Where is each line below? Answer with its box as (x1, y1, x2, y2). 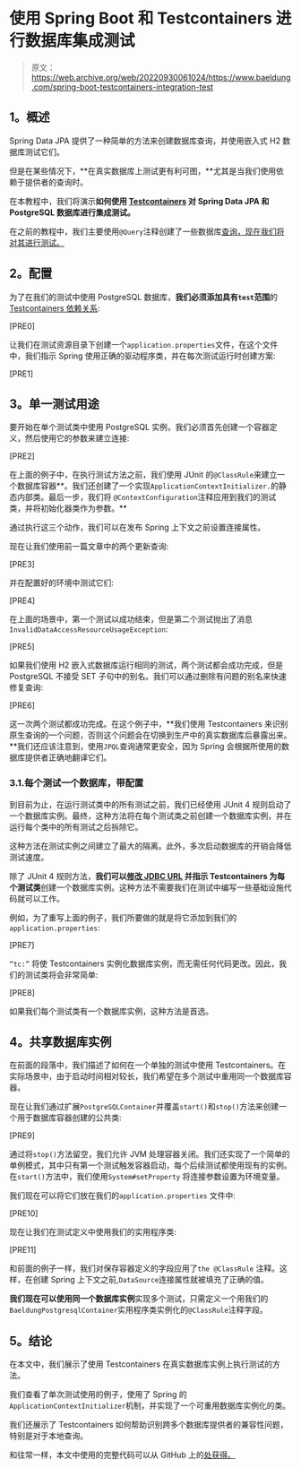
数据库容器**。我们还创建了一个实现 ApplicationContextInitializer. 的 (16, 480, 279, 491)
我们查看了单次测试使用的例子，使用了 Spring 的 (9, 1389, 188, 1400)
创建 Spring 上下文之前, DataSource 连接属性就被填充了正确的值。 (32, 1274, 269, 1285)
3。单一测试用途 (9, 396, 100, 411)
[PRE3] (9, 559, 36, 570)
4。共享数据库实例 (9, 1034, 112, 1049)
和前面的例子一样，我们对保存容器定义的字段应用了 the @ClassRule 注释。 (9, 1263, 280, 1274)
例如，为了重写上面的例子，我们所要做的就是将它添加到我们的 (9, 911, 237, 923)
